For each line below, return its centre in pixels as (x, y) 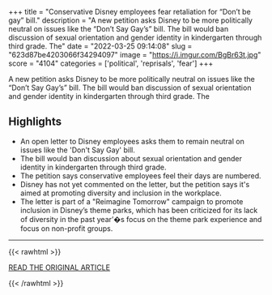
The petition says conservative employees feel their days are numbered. (140, 175)
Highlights (35, 122)
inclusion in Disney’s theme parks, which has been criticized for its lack (139, 210)
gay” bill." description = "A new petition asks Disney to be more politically (131, 20)
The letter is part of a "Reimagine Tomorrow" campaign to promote (132, 201)
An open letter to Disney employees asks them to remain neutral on (132, 141)
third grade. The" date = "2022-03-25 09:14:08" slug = (100, 46)
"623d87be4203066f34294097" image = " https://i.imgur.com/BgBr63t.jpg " (135, 55)
